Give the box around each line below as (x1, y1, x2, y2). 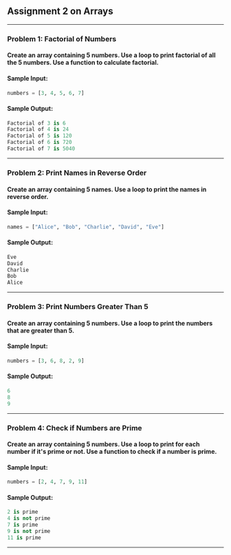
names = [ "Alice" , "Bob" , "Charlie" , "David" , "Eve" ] (7, 223, 165, 230)
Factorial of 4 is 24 (7, 126, 69, 133)
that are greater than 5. (7, 326, 74, 335)
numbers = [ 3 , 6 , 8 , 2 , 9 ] (7, 357, 85, 364)
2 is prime (7, 509, 38, 516)
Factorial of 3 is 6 (7, 120, 67, 127)
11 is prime (7, 534, 41, 541)
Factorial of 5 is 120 (7, 132, 72, 140)
